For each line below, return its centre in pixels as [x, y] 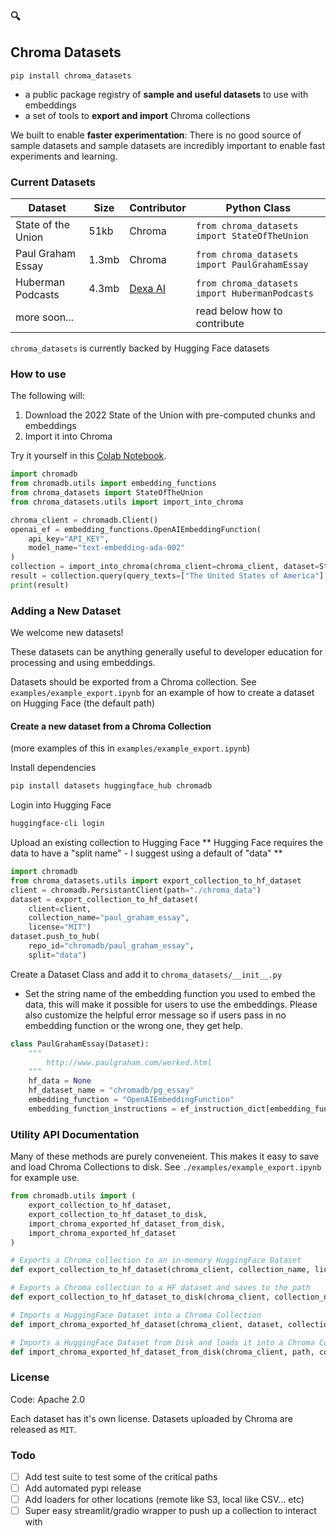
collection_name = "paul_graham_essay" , [109, 918]
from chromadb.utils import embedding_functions [113, 484]
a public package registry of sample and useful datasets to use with [166, 94]
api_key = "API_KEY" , [69, 539]
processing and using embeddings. [83, 663]
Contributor [158, 208]
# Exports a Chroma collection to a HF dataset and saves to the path [160, 1288]
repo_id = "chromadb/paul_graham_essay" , [111, 946]
